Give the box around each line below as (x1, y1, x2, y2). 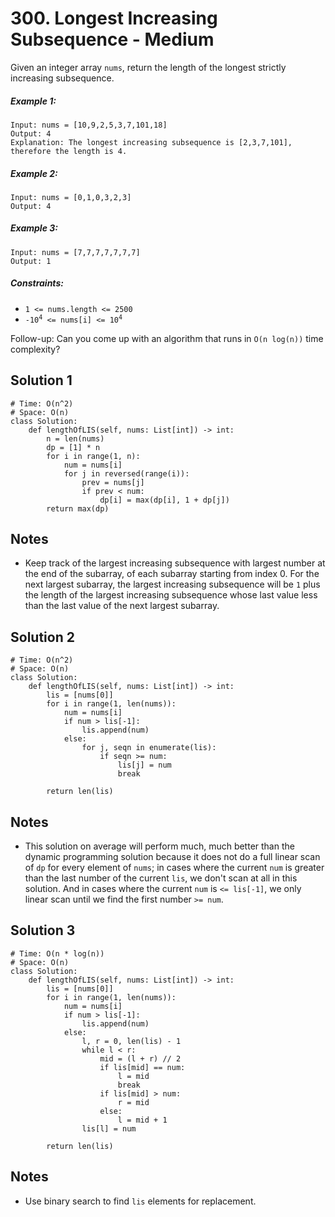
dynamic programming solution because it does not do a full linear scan (24, 851, 321, 863)
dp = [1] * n (46, 442, 101, 452)
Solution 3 (10, 922, 76, 939)
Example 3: (10, 222, 58, 234)
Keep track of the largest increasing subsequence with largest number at (24, 557, 326, 569)
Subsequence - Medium (10, 28, 215, 51)
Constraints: (10, 277, 64, 289)
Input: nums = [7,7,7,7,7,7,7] (10, 247, 141, 257)
